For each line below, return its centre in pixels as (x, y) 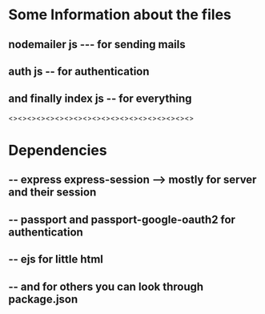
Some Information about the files (120, 15)
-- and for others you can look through (106, 286)
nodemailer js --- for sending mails (97, 44)
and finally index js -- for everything (100, 99)
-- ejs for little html (56, 259)
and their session (52, 193)
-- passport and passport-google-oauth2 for (122, 219)
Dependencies (58, 150)
